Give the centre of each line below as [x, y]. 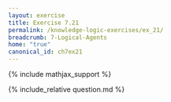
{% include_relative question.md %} [67, 89]
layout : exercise [37, 15]
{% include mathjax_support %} [60, 74]
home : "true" [30, 45]
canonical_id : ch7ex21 [45, 52]
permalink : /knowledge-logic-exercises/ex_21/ [86, 30]
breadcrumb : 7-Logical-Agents [58, 37]
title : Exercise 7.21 [44, 23]
